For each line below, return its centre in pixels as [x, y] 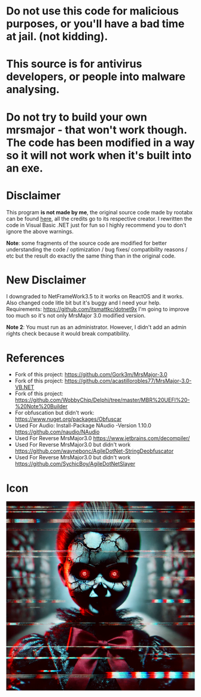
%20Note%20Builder [41, 406]
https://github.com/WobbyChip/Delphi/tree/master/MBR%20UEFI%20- [102, 400]
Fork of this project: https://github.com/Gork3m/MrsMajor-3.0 [91, 375]
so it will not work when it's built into [99, 155]
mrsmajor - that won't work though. [97, 130]
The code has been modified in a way [100, 143]
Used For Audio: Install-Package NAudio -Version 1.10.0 [83, 426]
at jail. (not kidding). [57, 37]
